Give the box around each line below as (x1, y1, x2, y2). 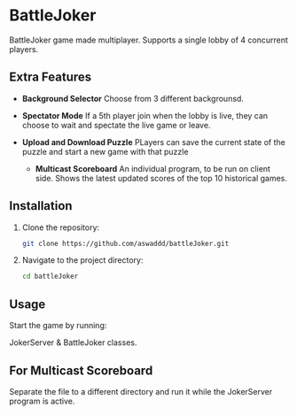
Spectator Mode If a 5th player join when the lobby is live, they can (21, 110, 269, 120)
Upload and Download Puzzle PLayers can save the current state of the (21, 136, 285, 147)
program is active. (9, 396, 75, 406)
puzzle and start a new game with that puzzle (21, 146, 189, 157)
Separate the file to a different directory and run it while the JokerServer (9, 386, 273, 396)
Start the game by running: (9, 320, 107, 331)
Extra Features (9, 70, 92, 85)
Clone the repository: (21, 222, 100, 233)
